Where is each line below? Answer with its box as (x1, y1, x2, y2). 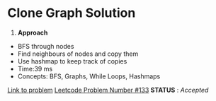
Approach (17, 28, 48, 37)
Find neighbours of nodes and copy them (17, 49, 139, 58)
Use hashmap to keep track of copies (17, 57, 127, 65)
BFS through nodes (17, 42, 74, 50)
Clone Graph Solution (7, 5, 136, 21)
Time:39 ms (17, 64, 53, 73)
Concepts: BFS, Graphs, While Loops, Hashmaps (17, 72, 161, 81)
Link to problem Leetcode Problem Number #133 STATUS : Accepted (7, 85, 209, 94)
